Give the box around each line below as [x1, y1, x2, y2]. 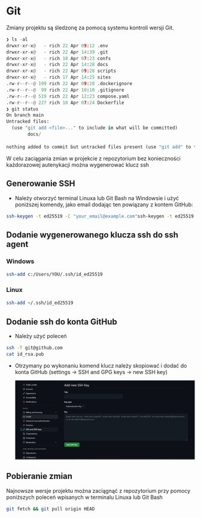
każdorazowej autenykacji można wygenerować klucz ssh [6, 161, 150, 168]
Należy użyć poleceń [14, 332, 67, 339]
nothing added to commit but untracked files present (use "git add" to [6, 144, 191, 150]
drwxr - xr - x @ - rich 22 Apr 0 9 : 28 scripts [6, 68, 117, 74]
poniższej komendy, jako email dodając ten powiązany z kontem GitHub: [14, 201, 193, 208]
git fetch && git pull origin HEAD [6, 505, 95, 512]
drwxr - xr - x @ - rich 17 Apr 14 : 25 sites [6, 74, 111, 80]
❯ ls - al [6, 36, 28, 43]
